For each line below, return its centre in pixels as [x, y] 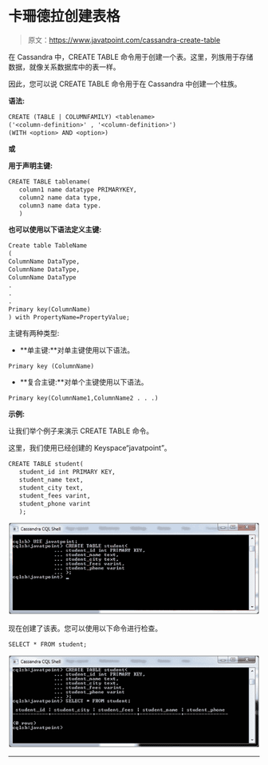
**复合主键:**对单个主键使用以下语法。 [84, 382]
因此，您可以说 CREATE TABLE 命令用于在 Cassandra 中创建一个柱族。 [125, 84]
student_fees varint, [55, 495]
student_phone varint [55, 503]
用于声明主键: [31, 165]
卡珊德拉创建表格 [65, 16]
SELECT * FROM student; [48, 645]
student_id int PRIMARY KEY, [67, 471]
